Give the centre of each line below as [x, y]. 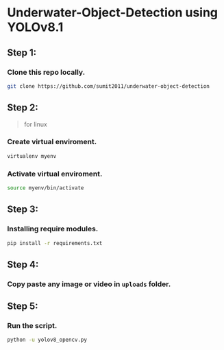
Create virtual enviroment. [52, 142]
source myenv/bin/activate [46, 188]
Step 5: [23, 306]
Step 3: [23, 210]
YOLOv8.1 [35, 27]
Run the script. [32, 326]
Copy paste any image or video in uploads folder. [89, 284]
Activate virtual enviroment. [55, 174]
